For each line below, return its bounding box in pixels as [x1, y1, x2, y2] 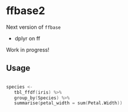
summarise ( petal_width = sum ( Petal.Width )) [14, 100, 123, 106]
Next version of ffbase [6, 23, 61, 30]
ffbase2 [6, 4, 45, 18]
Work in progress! [6, 46, 50, 53]
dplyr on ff [14, 35, 40, 42]
